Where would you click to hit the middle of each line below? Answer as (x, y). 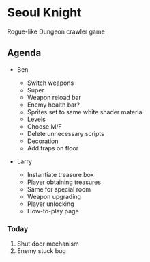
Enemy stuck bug (41, 251)
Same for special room (59, 189)
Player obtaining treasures (64, 182)
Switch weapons (50, 83)
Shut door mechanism (48, 244)
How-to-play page (53, 211)
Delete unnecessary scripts (65, 133)
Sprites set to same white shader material (86, 112)
